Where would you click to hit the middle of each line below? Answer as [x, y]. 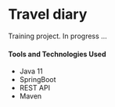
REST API [35, 88]
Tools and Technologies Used [57, 54]
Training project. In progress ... [57, 36]
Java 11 [31, 71]
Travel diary [48, 14]
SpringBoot [38, 80]
